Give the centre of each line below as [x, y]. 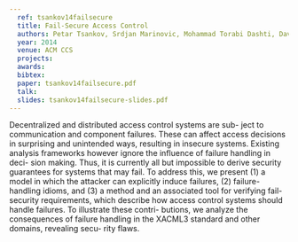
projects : [35, 59]
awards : [31, 67]
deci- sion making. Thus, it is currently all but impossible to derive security [145, 163]
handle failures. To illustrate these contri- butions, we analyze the [129, 210]
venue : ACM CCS [45, 51]
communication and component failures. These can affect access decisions [148, 135]
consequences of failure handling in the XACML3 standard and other [135, 219]
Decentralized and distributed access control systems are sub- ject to [137, 125]
